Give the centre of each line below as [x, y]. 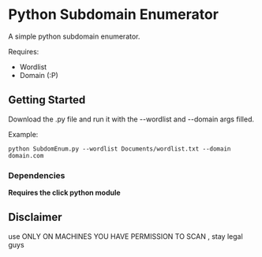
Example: [23, 134]
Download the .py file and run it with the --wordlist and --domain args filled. [131, 119]
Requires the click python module [64, 193]
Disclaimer [35, 217]
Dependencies [37, 175]
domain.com [26, 155]
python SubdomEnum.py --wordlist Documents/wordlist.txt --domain [120, 149]
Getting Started [47, 100]
